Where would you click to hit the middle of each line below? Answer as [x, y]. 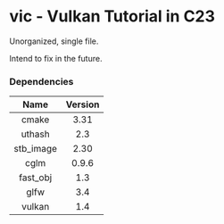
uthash [36, 134]
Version [83, 104]
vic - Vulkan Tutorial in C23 [112, 17]
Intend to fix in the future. [56, 58]
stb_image [36, 149]
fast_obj [36, 178]
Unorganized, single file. [54, 41]
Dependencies [41, 81]
